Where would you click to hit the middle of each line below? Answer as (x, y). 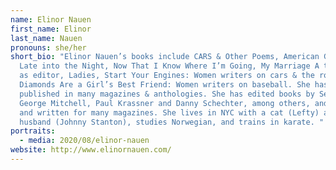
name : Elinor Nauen (51, 19)
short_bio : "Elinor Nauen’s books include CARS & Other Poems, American (165, 57)
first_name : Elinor (51, 29)
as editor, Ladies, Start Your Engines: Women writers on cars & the (167, 76)
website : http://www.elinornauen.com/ (91, 150)
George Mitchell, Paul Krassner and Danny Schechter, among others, (165, 103)
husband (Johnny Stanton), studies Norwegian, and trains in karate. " (172, 122)
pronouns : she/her (48, 47)
